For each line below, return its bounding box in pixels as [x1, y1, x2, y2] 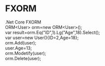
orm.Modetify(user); [5, 50, 46, 56]
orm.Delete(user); [5, 55, 41, 61]
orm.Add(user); [5, 40, 36, 45]
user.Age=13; [5, 45, 32, 51]
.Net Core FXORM [5, 19, 41, 25]
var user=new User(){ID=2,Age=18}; [5, 35, 79, 41]
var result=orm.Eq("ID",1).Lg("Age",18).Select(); [5, 29, 100, 35]
